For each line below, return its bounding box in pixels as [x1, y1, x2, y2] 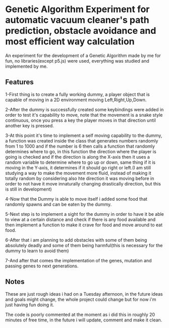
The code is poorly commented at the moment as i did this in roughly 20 [5, 311, 155, 317]
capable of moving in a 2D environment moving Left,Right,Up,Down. [5, 97, 147, 103]
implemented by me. [5, 63, 48, 69]
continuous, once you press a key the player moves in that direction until [5, 117, 156, 123]
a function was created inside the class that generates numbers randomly [5, 137, 158, 144]
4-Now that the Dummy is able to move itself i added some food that [5, 196, 148, 202]
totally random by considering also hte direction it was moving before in [5, 175, 154, 181]
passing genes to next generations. [5, 263, 79, 269]
